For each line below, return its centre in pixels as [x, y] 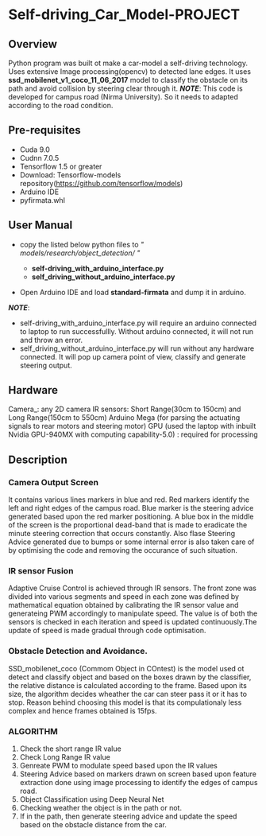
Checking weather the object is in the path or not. [101, 808]
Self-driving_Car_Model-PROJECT [124, 15]
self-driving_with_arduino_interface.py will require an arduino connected [138, 323]
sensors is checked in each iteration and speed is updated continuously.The [133, 622]
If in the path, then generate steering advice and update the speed [128, 816]
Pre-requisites [44, 130]
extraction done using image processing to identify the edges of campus [139, 783]
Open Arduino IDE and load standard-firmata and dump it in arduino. [133, 292]
